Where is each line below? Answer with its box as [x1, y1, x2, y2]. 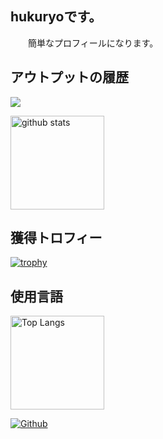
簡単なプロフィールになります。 [27, 37, 159, 49]
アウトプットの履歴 [10, 69, 129, 86]
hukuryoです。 [10, 8, 103, 26]
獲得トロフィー [10, 230, 103, 247]
